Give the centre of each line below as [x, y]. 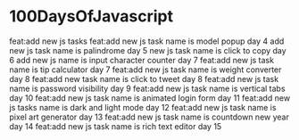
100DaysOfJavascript [91, 16]
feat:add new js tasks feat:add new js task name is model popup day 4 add [147, 41]
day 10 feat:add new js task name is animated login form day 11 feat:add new [150, 98]
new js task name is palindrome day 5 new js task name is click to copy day [148, 50]
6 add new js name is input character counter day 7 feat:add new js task [142, 60]
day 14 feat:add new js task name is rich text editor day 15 [116, 126]
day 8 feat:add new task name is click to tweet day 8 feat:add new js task [144, 78]
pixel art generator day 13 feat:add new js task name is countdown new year [149, 117]
